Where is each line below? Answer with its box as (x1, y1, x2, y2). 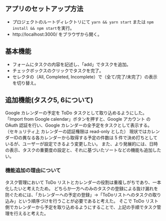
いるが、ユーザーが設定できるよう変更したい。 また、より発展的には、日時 (5, 141, 158, 147)
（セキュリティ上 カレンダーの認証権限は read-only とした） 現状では (5, 129, 147, 135)
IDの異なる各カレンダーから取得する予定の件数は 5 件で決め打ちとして (13, 135, 158, 141)
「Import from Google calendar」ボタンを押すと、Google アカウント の (5, 116, 151, 122)
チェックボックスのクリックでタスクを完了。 (12, 68, 104, 74)
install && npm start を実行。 (12, 25, 74, 31)
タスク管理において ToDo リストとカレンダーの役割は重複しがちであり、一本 (5, 179, 162, 185)
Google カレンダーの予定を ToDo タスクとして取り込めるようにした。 (5, 110, 147, 116)
